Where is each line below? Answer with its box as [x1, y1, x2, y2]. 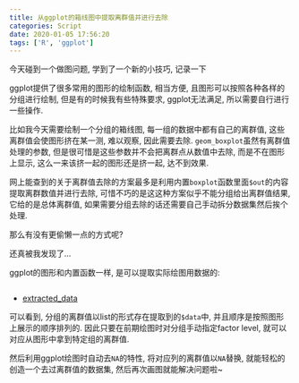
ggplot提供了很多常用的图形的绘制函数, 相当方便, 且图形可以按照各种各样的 [9, 82, 286, 94]
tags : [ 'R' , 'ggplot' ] [9, 38, 94, 47]
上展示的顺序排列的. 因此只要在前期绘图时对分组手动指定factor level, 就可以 [9, 323, 287, 334]
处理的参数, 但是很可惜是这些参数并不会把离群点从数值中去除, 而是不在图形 [9, 147, 285, 157]
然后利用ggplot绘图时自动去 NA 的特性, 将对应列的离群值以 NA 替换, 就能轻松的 [9, 353, 286, 363]
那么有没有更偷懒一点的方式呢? [9, 229, 124, 240]
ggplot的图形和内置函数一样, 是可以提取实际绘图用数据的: [9, 268, 221, 278]
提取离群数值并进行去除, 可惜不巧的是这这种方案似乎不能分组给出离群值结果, [9, 188, 291, 199]
